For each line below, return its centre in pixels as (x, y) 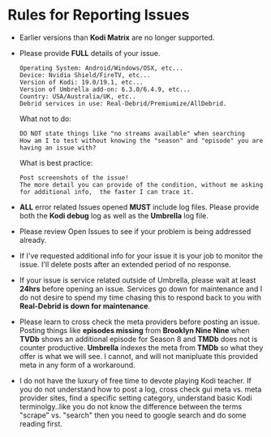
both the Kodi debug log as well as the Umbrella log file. (114, 215)
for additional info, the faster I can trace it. (107, 192)
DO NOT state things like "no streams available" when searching (132, 133)
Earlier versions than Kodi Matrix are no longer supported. (117, 37)
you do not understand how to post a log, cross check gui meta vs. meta (140, 389)
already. (33, 240)
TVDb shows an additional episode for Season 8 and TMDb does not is (138, 339)
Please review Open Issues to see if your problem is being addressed (135, 231)
